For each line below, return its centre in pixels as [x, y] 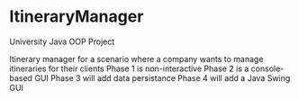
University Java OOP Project [62, 41]
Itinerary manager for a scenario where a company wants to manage [136, 59]
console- [267, 68]
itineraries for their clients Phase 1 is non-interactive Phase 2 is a [129, 68]
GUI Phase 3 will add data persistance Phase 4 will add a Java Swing [163, 77]
